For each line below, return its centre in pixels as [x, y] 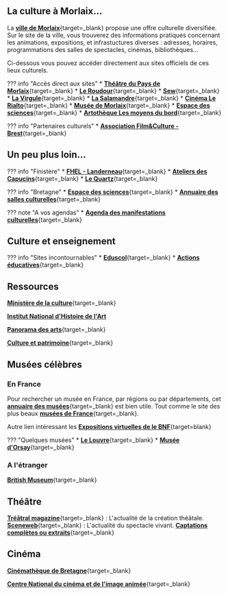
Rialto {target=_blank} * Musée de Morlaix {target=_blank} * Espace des [109, 105]
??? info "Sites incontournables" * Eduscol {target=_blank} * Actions [103, 258]
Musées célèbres [45, 364]
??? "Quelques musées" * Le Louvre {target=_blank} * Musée [93, 440]
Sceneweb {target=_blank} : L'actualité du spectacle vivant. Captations [107, 525]
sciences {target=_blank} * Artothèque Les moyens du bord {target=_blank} [114, 112]
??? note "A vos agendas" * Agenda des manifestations [86, 212]
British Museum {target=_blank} [52, 480]
